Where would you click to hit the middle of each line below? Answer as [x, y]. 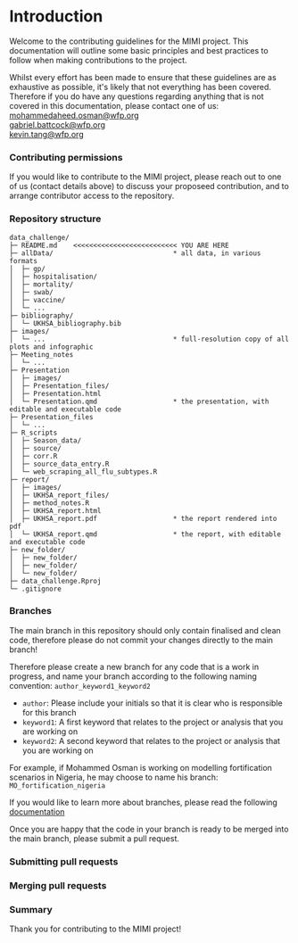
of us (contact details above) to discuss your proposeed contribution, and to [149, 186]
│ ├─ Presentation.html [55, 393]
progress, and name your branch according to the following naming [133, 676]
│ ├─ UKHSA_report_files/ [59, 495]
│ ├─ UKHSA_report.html [55, 510]
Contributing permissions [66, 157]
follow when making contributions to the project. [98, 60]
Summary [31, 909]
